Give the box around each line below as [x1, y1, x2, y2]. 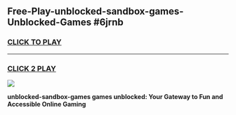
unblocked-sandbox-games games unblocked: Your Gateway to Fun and [7, 92, 223, 100]
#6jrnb [93, 17, 124, 29]
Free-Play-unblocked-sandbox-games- [7, 6, 184, 17]
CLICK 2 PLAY [7, 63, 56, 73]
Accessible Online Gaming [7, 100, 86, 108]
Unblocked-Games [7, 17, 92, 29]
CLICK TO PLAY [7, 38, 62, 47]
